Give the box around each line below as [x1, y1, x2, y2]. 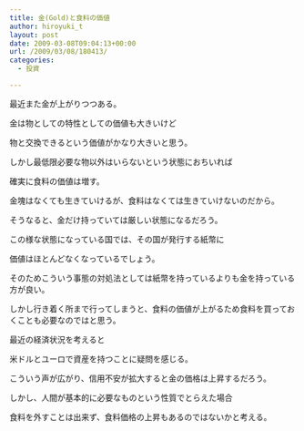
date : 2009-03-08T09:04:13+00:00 [9, 38, 137, 48]
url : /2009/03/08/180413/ [9, 47, 107, 56]
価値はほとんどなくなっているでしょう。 [9, 252, 160, 264]
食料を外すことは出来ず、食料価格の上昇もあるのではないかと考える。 [9, 411, 272, 422]
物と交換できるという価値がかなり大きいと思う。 [9, 137, 193, 148]
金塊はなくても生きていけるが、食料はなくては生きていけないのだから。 [9, 195, 279, 206]
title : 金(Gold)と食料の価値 [9, 13, 111, 23]
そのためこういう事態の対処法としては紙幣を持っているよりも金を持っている [9, 272, 296, 283]
